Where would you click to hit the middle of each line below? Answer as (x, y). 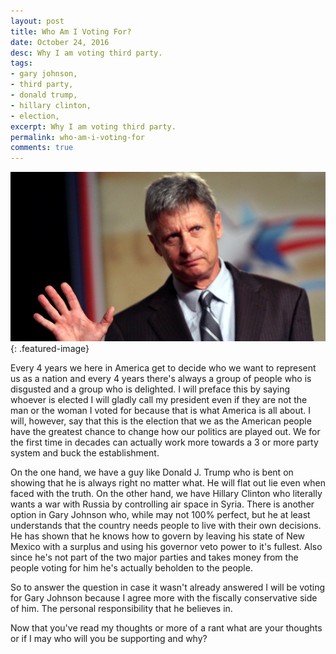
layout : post (37, 21)
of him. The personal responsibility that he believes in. (121, 609)
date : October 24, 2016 (60, 42)
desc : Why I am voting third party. (86, 53)
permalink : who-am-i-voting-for (77, 137)
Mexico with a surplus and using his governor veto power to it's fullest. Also (166, 547)
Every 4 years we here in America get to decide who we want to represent (163, 368)
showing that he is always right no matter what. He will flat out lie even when (168, 483)
